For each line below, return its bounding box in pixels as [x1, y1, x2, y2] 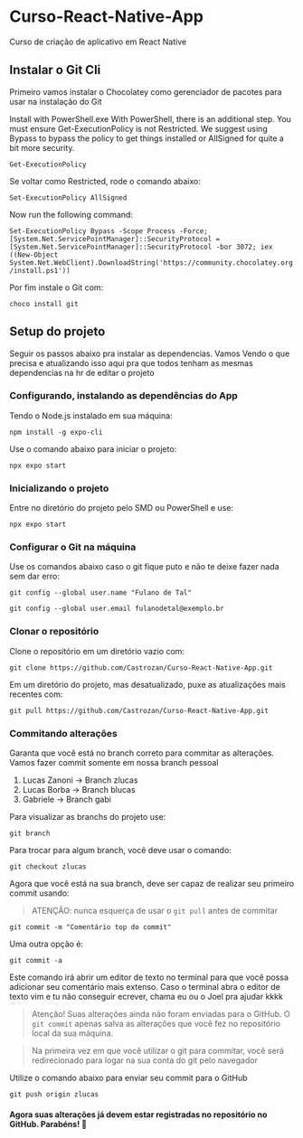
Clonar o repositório [9, 625, 99, 638]
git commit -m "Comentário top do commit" [9, 923, 172, 932]
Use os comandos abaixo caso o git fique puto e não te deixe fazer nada [9, 561, 279, 572]
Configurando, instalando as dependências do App [9, 390, 238, 402]
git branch [9, 829, 51, 838]
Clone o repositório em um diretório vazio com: [9, 645, 185, 656]
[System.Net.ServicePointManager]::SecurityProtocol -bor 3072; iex [9, 242, 273, 251]
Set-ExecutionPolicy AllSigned [9, 193, 128, 202]
